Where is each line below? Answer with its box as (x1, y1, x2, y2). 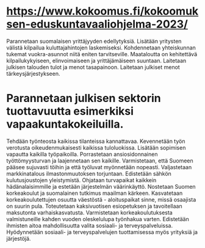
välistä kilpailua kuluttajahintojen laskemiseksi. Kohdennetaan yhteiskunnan (6, 44, 196, 51)
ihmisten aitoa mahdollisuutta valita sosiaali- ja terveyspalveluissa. (6, 222, 173, 229)
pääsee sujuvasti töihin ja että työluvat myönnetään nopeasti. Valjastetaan (6, 163, 192, 170)
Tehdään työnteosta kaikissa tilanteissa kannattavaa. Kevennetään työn (6, 137, 185, 145)
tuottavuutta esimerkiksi (6, 104, 134, 119)
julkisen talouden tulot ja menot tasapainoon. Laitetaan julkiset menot (6, 63, 180, 71)
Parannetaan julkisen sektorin (6, 92, 161, 105)
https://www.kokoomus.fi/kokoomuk (6, 4, 199, 18)
